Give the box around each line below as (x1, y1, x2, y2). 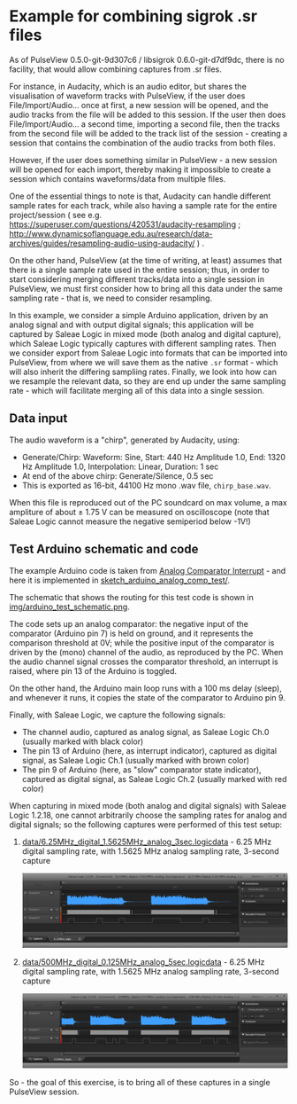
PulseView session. (9, 1086, 80, 1097)
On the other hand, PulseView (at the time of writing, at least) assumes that (9, 254, 283, 265)
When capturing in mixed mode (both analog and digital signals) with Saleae (9, 800, 287, 810)
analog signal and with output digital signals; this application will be (9, 319, 255, 330)
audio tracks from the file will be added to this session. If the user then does (9, 109, 286, 120)
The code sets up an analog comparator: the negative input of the (9, 618, 249, 629)
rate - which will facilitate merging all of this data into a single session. (9, 385, 265, 395)
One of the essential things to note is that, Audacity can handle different (9, 191, 271, 201)
